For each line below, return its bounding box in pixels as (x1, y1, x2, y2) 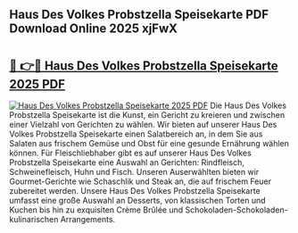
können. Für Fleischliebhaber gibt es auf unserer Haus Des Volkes (9, 147, 252, 158)
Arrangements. (60, 214, 116, 224)
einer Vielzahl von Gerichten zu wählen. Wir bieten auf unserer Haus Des (9, 120, 277, 129)
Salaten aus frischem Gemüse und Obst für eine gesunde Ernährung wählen (9, 138, 290, 148)
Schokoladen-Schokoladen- (185, 204, 288, 215)
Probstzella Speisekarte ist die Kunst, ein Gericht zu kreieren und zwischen (9, 110, 286, 120)
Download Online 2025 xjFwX (9, 21, 178, 37)
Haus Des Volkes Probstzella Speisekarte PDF (9, 7, 269, 22)
